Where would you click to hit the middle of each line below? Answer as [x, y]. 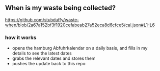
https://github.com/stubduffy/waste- [42, 19]
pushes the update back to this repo [49, 64]
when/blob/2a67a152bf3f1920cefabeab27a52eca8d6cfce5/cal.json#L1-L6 [80, 25]
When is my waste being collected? [61, 8]
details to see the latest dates [42, 53]
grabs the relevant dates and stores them [54, 58]
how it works [21, 37]
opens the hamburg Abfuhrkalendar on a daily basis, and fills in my [80, 48]
